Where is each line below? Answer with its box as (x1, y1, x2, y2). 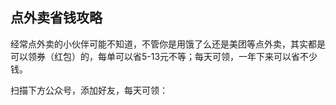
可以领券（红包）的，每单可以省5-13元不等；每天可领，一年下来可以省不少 (10, 50, 318, 62)
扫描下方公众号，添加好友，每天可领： (10, 84, 168, 96)
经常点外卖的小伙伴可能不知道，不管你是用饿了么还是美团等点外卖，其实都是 (10, 38, 326, 50)
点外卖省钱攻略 (10, 9, 103, 27)
